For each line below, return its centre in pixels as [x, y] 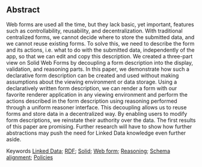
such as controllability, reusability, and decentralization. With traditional [94, 31]
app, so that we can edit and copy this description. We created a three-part [99, 56]
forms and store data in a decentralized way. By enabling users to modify [97, 114]
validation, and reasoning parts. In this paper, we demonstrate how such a [98, 69]
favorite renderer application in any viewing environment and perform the [97, 94]
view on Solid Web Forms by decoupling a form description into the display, [100, 62]
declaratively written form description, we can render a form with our [92, 88]
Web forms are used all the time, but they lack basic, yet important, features [100, 24]
